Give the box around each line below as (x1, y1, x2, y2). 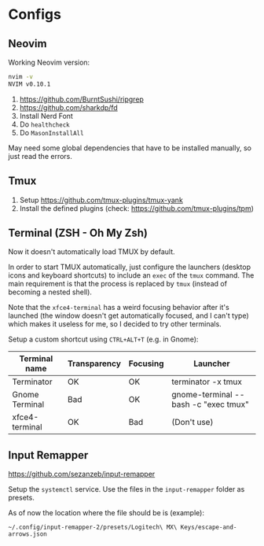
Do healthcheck (19, 120, 70, 129)
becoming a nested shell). (8, 287, 93, 297)
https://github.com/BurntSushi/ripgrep (19, 94, 144, 104)
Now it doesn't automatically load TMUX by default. (8, 247, 175, 256)
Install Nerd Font (19, 111, 73, 120)
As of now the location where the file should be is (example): (8, 508, 204, 518)
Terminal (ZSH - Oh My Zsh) (8, 226, 148, 239)
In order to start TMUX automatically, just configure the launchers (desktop (8, 262, 251, 272)
